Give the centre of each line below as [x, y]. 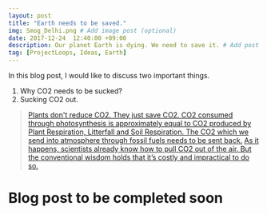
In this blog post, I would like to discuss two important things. [109, 75]
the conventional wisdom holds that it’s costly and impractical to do [139, 157]
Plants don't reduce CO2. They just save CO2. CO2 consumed [130, 115]
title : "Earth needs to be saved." [68, 23]
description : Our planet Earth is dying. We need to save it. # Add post [134, 46]
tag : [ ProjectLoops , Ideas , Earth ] [68, 53]
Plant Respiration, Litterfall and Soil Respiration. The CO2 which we [138, 132]
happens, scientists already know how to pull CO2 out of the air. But [139, 149]
